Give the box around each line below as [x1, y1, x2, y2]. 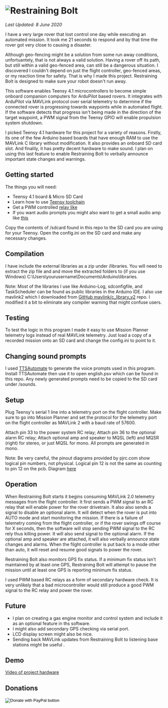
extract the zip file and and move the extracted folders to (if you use [5, 268, 145, 274]
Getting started [5, 171, 54, 179]
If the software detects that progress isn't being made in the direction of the [5, 109, 161, 115]
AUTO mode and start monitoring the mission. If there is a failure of [5, 514, 143, 520]
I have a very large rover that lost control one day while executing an [5, 31, 146, 37]
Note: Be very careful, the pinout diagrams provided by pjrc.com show [5, 455, 150, 461]
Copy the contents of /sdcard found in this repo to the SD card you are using [5, 224, 163, 230]
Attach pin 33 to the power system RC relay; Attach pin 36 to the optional [5, 429, 156, 435]
